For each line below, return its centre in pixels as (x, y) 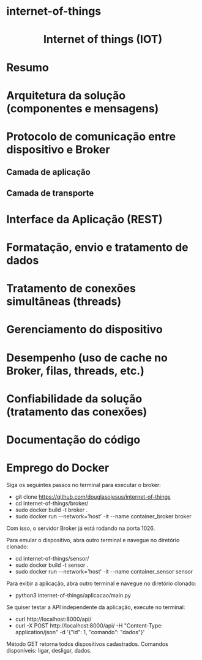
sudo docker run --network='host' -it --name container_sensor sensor (104, 571)
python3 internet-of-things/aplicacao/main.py (73, 595)
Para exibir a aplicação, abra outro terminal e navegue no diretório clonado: (102, 583)
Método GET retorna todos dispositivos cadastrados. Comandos (87, 644)
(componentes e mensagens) (83, 108)
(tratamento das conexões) (77, 412)
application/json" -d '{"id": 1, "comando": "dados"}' (80, 632)
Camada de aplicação (48, 172)
